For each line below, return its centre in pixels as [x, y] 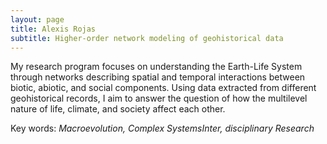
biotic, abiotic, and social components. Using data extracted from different [163, 88]
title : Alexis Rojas [53, 29]
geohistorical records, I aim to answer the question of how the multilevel [159, 98]
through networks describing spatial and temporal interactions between [158, 77]
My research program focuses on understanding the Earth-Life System [156, 67]
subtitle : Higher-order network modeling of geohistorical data [147, 38]
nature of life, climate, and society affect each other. [118, 109]
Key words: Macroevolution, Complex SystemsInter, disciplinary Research [162, 128]
